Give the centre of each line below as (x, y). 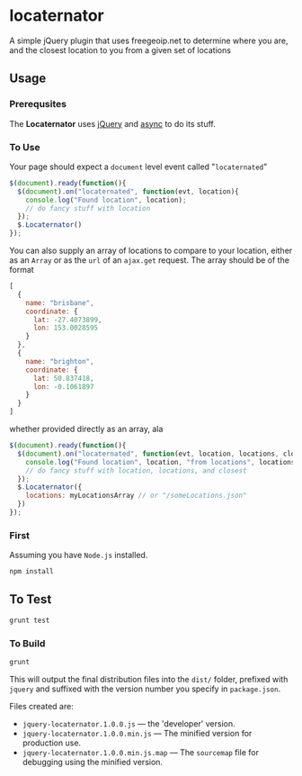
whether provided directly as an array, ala (86, 429)
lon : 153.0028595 (66, 328)
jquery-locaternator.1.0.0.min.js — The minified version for (137, 733)
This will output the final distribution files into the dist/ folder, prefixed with (149, 679)
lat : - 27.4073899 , (67, 320)
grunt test (30, 620)
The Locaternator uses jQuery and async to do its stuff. (112, 123)
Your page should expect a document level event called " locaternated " (138, 167)
